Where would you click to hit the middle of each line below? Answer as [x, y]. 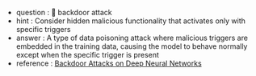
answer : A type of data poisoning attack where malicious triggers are [132, 38]
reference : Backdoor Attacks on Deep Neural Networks [109, 63]
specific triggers [43, 29]
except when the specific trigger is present [88, 55]
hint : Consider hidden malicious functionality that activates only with [131, 21]
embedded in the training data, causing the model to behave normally [132, 46]
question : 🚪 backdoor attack [64, 12]
